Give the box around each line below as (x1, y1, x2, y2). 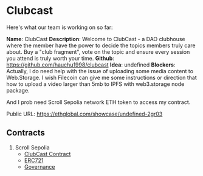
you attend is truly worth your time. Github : (6, 54, 114, 62)
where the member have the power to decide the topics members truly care (6, 42, 196, 49)
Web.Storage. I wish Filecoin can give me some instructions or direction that (6, 74, 198, 81)
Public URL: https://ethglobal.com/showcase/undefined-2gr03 (6, 110, 163, 117)
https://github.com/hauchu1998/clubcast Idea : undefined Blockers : (6, 61, 176, 68)
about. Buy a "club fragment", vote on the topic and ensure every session (6, 48, 190, 55)
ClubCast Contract (24, 150, 71, 157)
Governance (24, 163, 55, 170)
